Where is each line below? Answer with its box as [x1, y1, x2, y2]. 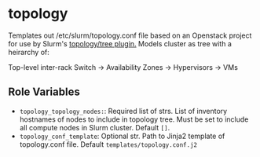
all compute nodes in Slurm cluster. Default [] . [19, 122, 170, 132]
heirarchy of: [8, 47, 49, 57]
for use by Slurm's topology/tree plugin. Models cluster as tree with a [8, 38, 232, 48]
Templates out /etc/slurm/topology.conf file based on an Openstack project [8, 31, 252, 40]
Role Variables [8, 86, 80, 99]
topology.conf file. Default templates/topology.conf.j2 [19, 139, 198, 149]
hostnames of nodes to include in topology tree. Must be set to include [19, 115, 249, 124]
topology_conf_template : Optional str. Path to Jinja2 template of [19, 131, 225, 141]
